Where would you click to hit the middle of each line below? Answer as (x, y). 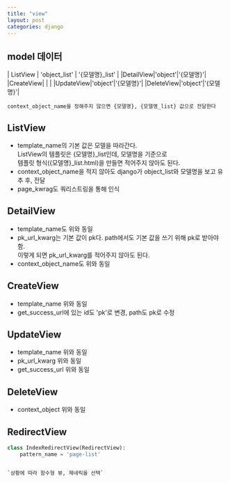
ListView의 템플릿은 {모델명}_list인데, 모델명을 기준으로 (92, 154)
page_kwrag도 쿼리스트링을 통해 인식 (68, 189)
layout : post (26, 20)
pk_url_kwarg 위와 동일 (49, 361)
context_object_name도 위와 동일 (64, 263)
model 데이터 (35, 56)
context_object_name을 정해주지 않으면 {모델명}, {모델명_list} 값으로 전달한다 (112, 106)
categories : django (35, 26)
